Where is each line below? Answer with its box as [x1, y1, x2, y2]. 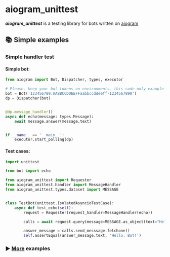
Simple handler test [5, 53, 55, 60]
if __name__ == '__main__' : [5, 132, 65, 137]
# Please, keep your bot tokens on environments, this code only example [5, 86, 164, 92]
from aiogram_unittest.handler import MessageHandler [5, 182, 121, 188]
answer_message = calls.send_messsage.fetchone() [23, 228, 130, 234]
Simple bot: [5, 66, 30, 72]
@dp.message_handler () [5, 109, 53, 115]
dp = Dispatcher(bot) [5, 96, 51, 101]
